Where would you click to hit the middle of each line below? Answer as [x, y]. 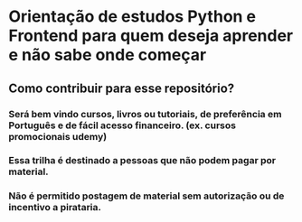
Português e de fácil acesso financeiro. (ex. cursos [123, 125]
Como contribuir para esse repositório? [122, 88]
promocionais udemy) [58, 136]
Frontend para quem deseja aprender [151, 36]
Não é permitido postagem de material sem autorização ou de [146, 196]
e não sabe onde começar [108, 55]
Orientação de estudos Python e [132, 17]
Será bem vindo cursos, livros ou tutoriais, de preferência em [145, 114]
